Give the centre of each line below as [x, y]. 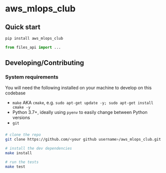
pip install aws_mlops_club [34, 38]
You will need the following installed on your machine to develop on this [79, 88]
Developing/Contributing [45, 63]
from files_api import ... [33, 47]
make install [19, 153]
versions [21, 118]
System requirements [32, 77]
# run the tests [22, 162]
